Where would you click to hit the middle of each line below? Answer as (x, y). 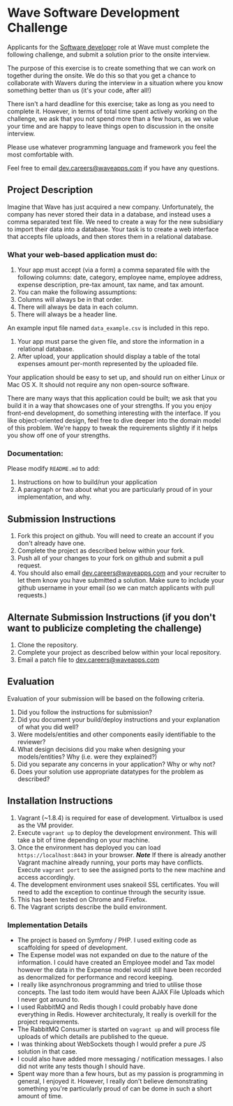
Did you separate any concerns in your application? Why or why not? (116, 764)
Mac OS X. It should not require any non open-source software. (98, 385)
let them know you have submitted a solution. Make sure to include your (121, 581)
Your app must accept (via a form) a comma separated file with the (114, 270)
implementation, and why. (54, 497)
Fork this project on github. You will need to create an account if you (115, 536)
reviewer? (31, 741)
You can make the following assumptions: (77, 292)
